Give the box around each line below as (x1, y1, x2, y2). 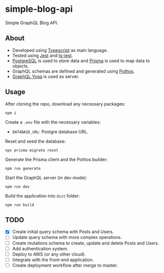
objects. (12, 63, 29, 69)
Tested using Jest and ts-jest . (12, 52, 73, 58)
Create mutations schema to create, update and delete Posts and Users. (12, 240, 160, 246)
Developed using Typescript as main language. (12, 47, 108, 53)
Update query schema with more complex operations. (12, 234, 122, 240)
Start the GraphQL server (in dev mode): (5, 174, 87, 181)
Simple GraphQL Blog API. (5, 20, 58, 26)
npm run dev (5, 184, 30, 189)
